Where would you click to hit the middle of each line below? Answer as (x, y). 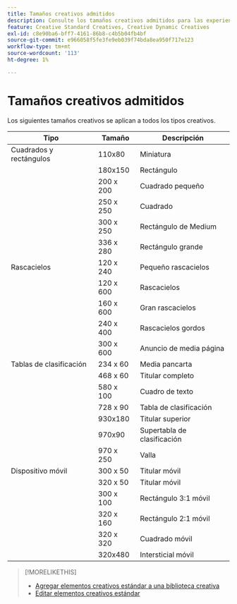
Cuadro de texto (167, 391)
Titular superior (165, 418)
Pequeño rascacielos (175, 267)
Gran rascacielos (168, 308)
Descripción (183, 138)
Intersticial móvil (167, 555)
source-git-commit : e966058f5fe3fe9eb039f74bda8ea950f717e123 (101, 40)
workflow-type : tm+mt (39, 47)
